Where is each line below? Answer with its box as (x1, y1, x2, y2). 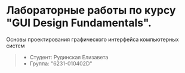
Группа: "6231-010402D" (29, 60, 92, 67)
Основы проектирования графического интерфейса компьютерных (6, 36, 179, 43)
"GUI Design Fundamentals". (6, 16, 152, 30)
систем (6, 42, 25, 49)
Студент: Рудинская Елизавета (29, 53, 109, 61)
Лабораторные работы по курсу (6, 4, 176, 17)
